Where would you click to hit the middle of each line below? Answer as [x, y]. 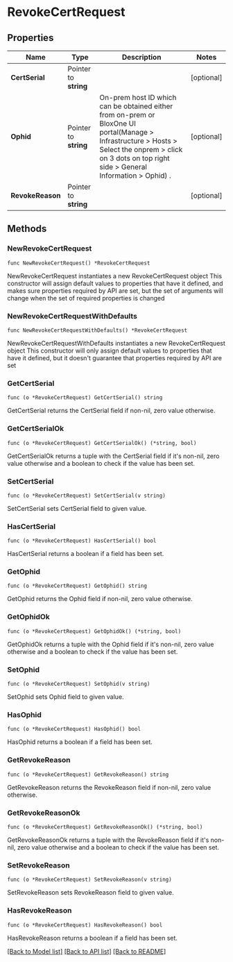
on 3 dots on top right [135, 158]
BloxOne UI [118, 124]
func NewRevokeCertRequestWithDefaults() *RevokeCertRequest [97, 330]
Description [141, 57]
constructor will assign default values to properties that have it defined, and [115, 283]
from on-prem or [127, 115]
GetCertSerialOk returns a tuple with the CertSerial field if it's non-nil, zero [113, 456]
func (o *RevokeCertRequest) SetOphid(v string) [79, 684]
